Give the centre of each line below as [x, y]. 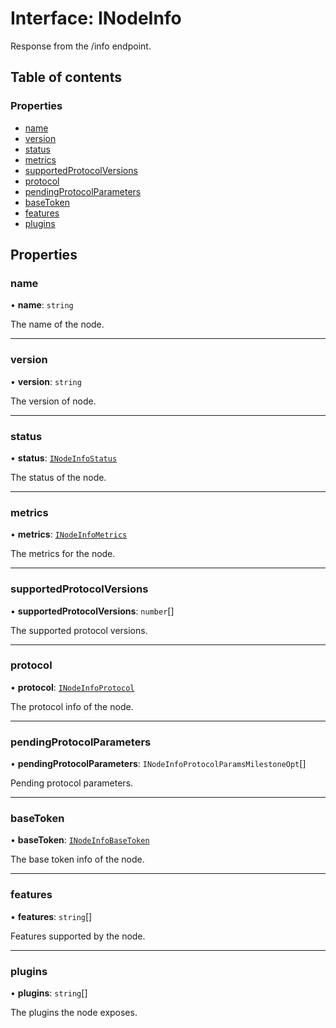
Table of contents [66, 77]
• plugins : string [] [49, 993]
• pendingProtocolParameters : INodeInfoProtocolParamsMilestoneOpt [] [158, 764]
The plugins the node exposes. [74, 1012]
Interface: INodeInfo [96, 18]
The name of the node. [57, 324]
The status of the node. [58, 477]
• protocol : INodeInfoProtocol [72, 687]
